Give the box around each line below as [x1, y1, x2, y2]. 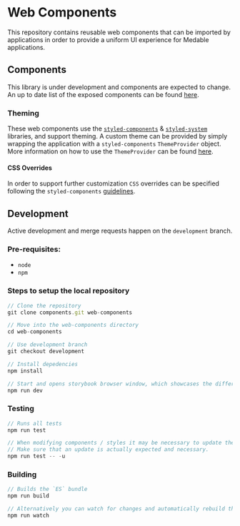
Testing [7, 404, 34, 414]
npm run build [7, 492, 50, 500]
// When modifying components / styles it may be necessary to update [7, 440, 222, 447]
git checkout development [7, 348, 84, 355]
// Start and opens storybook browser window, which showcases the [7, 380, 213, 388]
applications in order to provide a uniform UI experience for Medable [7, 35, 209, 44]
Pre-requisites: [7, 244, 61, 254]
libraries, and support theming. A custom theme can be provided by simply [7, 132, 228, 141]
